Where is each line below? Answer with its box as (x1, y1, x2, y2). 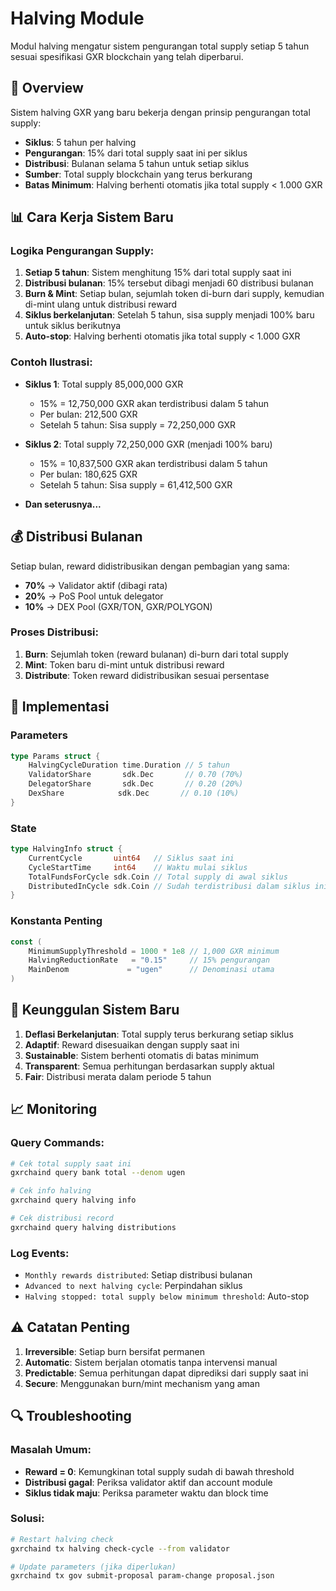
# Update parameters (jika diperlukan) (10, 1562, 177, 1572)
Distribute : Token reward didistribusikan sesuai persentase (24, 669, 270, 681)
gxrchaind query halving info (10, 1195, 137, 1206)
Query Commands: (10, 1136, 105, 1150)
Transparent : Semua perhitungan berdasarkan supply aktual (24, 1060, 275, 1072)
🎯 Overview (10, 80, 84, 97)
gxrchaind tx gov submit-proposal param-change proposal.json (10, 1571, 275, 1581)
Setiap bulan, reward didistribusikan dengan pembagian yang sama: (10, 560, 290, 572)
